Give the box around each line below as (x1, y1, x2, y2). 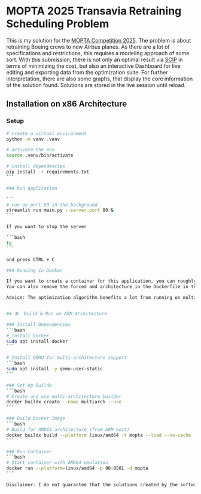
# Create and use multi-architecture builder (6, 393, 121, 400)
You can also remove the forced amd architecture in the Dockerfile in (6, 284, 188, 290)
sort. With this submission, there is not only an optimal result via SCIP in (6, 56, 184, 63)
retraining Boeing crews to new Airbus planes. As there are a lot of (6, 43, 170, 50)
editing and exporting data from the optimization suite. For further (6, 68, 168, 76)
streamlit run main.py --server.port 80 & (6, 207, 114, 214)
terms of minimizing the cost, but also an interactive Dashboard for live (6, 62, 181, 70)
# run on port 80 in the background (6, 202, 98, 208)
